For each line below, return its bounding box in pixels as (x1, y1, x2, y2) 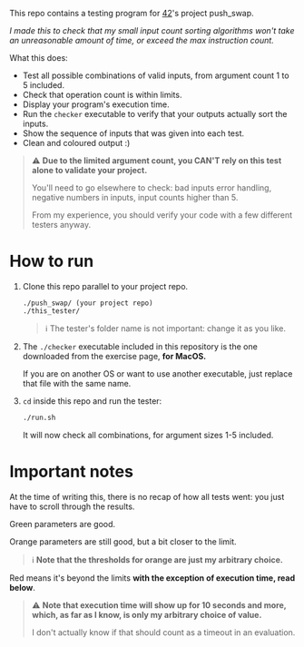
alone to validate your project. (31, 165, 148, 175)
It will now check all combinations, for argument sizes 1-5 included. (22, 429, 274, 440)
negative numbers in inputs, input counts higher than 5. (31, 192, 239, 202)
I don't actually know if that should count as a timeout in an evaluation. (31, 626, 296, 638)
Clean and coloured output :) (22, 138, 131, 148)
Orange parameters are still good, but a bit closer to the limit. (9, 535, 238, 547)
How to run (9, 251, 94, 271)
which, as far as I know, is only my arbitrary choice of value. (31, 609, 262, 620)
